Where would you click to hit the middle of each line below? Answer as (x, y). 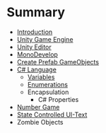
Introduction (35, 32)
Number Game (38, 107)
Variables (41, 77)
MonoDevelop (37, 54)
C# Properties (58, 99)
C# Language (37, 69)
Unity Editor (34, 47)
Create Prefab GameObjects (58, 62)
